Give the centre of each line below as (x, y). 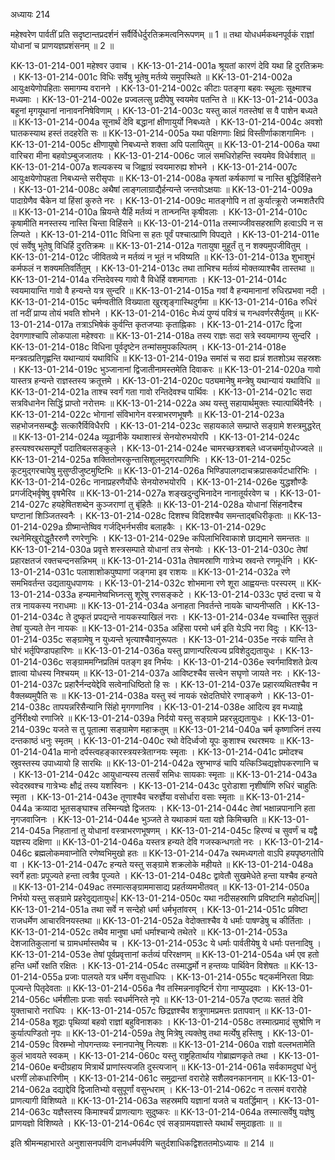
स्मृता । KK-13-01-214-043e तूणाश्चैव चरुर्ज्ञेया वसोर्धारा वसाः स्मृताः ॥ (127, 797)
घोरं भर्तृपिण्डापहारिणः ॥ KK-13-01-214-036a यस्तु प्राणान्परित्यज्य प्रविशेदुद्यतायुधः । (147, 650)
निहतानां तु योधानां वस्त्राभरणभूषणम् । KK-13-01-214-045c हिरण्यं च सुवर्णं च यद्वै (185, 830)
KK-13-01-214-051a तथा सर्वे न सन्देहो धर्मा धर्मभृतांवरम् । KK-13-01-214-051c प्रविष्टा (159, 909)
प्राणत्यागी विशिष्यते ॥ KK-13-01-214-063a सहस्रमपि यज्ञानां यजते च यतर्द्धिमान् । (143, 1100)
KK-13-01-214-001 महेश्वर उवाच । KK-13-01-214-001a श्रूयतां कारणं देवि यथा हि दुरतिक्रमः (167, 65)
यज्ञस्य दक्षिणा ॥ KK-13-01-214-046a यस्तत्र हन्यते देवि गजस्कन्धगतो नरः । (136, 842)
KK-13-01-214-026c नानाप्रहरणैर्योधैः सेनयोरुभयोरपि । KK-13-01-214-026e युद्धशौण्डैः (159, 482)
